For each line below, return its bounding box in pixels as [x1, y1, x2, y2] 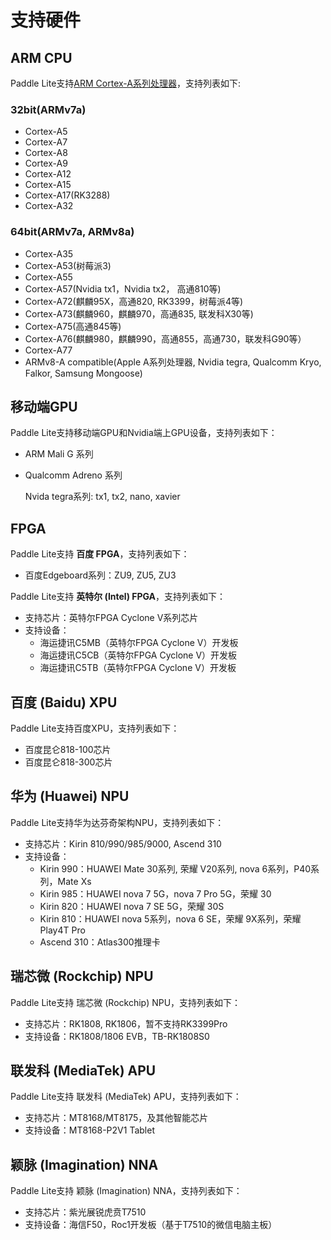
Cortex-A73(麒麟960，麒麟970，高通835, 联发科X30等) [24, 307, 254, 320]
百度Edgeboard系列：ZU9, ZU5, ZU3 [24, 569, 177, 581]
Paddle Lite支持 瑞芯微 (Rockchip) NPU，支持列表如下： [10, 996, 242, 1008]
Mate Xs [57, 875, 92, 887]
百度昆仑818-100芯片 [24, 744, 112, 756]
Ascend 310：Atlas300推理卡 [39, 936, 161, 948]
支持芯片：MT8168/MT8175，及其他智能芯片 [24, 1112, 209, 1124]
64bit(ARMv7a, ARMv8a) [10, 225, 135, 239]
